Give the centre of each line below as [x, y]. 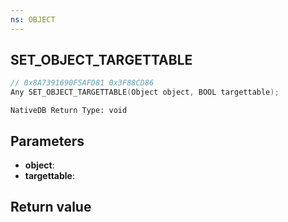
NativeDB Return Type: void [69, 111]
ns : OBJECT [33, 19]
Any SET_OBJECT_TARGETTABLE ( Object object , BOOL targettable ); [145, 92]
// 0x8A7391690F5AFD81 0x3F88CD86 [82, 83]
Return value [51, 207]
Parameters [47, 141]
